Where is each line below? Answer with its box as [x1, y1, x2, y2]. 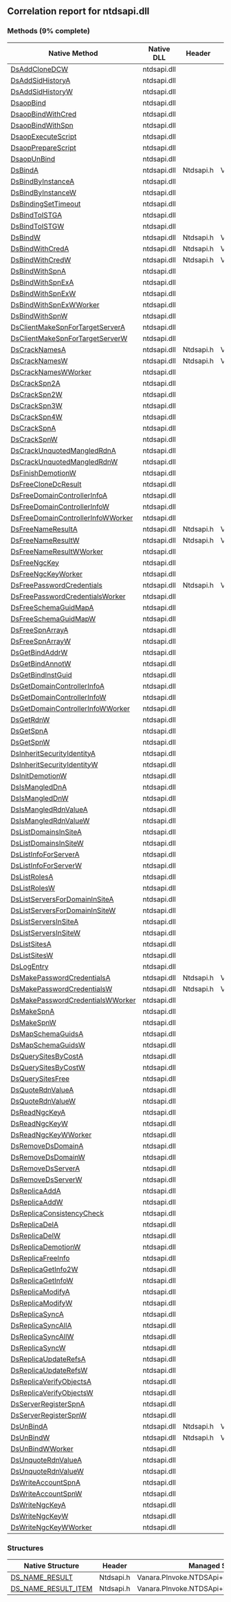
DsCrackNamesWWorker [10, 367, 91, 377]
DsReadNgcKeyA [10, 1107, 66, 1117]
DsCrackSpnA [10, 423, 56, 433]
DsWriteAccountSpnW [10, 1489, 82, 1498]
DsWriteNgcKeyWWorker [10, 1522, 93, 1532]
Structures [7, 1543, 44, 1552]
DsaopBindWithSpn [10, 120, 74, 130]
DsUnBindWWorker [10, 1444, 74, 1454]
